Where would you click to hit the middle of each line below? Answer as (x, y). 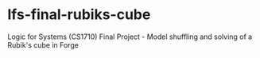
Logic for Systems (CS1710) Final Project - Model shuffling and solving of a (130, 37)
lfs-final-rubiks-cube (79, 15)
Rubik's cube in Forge (43, 44)
